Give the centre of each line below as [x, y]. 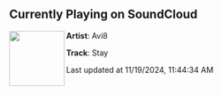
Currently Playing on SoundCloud [103, 15]
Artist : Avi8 [87, 35]
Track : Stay [87, 53]
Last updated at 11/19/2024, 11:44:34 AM [140, 69]
